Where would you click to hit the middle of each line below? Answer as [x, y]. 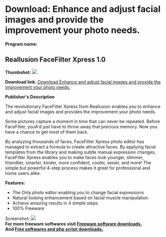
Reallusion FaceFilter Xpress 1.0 [56, 60]
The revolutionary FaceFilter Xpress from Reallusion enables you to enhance [83, 106]
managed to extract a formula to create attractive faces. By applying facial [81, 147]
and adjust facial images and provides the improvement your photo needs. [81, 112]
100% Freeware [28, 208]
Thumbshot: [18, 72]
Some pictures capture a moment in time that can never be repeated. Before [83, 121]
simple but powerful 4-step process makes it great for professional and [78, 168]
